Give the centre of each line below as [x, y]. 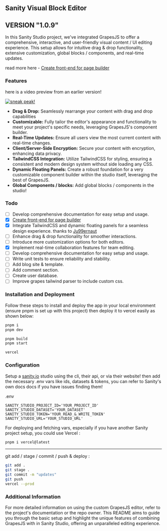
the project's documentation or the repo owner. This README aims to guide [83, 513]
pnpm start [16, 343]
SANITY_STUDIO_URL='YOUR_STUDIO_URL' [44, 418]
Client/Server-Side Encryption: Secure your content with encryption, [84, 148]
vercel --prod [20, 484]
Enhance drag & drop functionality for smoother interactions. [74, 236]
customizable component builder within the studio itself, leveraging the [85, 174]
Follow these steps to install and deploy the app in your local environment [80, 305]
